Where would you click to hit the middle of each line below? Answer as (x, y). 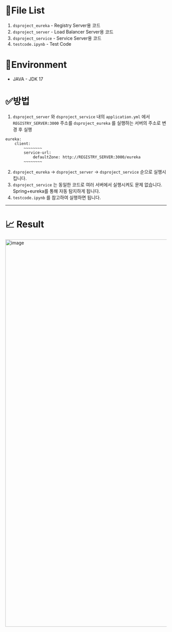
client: (23, 143)
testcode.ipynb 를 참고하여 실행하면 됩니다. (57, 197)
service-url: (38, 153)
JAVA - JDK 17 (28, 79)
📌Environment (36, 65)
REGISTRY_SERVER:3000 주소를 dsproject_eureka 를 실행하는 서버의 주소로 (87, 123)
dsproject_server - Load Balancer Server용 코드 (63, 32)
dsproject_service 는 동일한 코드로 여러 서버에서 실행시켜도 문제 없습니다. (88, 184)
